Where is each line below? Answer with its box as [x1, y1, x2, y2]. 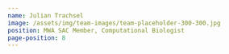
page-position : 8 [7, 33, 66, 42]
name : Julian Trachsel [7, 11, 84, 20]
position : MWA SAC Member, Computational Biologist [7, 26, 185, 34]
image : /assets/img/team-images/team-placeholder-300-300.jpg [7, 19, 221, 27]
